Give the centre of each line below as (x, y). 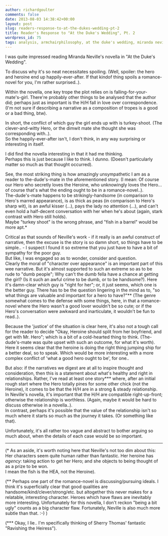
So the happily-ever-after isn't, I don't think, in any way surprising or (75, 138)
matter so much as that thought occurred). (49, 164)
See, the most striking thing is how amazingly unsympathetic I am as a (77, 174)
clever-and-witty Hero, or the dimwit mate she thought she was (70, 128)
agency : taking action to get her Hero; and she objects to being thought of (82, 461)
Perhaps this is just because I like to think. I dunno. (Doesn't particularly (79, 159)
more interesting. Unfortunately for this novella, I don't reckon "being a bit (81, 502)
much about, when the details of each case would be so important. (74, 436)
